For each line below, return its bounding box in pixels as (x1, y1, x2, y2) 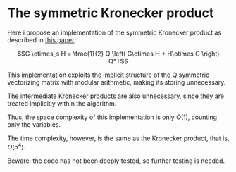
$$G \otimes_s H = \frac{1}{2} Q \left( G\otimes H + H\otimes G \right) (17, 49, 220, 58)
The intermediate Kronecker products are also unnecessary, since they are (7, 92, 224, 100)
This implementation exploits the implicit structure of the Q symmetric (7, 70, 210, 79)
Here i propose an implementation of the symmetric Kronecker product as (7, 28, 222, 37)
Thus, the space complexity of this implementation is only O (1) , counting (7, 113, 217, 121)
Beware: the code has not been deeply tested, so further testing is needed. (7, 156, 225, 165)
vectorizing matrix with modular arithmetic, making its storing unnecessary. (7, 78, 226, 86)
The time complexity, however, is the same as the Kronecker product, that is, (7, 134, 230, 142)
